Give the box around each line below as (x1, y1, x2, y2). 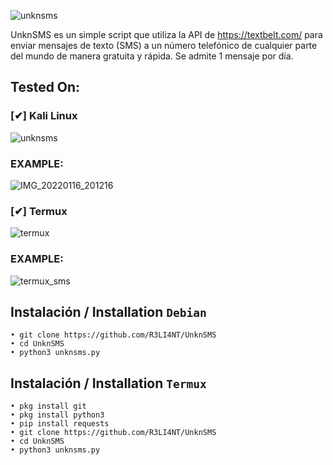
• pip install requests (10, 419, 110, 429)
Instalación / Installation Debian (10, 303, 207, 320)
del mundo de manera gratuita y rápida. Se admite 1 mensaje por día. (10, 50, 294, 62)
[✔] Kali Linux (10, 109, 78, 123)
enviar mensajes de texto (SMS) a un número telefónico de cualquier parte (10, 40, 318, 51)
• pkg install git (10, 401, 87, 412)
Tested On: (10, 79, 81, 96)
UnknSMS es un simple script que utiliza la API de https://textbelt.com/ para (10, 29, 323, 40)
